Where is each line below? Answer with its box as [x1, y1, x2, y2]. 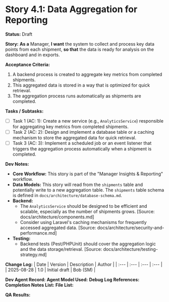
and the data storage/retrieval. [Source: [20, 246, 102, 252]
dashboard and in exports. [5, 52, 60, 58]
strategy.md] [20, 252, 47, 258]
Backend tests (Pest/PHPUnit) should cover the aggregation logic [20, 241, 156, 247]
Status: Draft [5, 31, 33, 37]
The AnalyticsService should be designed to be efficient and [20, 203, 147, 209]
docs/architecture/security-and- [97, 224, 164, 231]
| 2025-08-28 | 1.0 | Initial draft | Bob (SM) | [5, 267, 96, 273]
